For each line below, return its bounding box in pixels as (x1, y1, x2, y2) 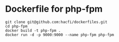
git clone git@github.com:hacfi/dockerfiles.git (5, 20, 108, 24)
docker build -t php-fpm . (5, 28, 61, 33)
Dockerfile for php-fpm (5, 3, 103, 15)
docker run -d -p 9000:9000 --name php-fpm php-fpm (5, 32, 114, 37)
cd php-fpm (5, 23, 28, 29)
